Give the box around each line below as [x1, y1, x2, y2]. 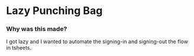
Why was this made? [6, 25, 67, 33]
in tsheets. [6, 44, 31, 51]
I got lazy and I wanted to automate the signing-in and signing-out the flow [6, 38, 188, 45]
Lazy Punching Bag [6, 4, 103, 17]
